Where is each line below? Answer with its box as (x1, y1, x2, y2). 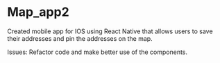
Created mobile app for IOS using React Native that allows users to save (7, 27, 213, 35)
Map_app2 (7, 4, 69, 20)
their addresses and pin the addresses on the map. (7, 34, 153, 42)
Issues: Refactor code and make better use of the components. (7, 48, 188, 56)
